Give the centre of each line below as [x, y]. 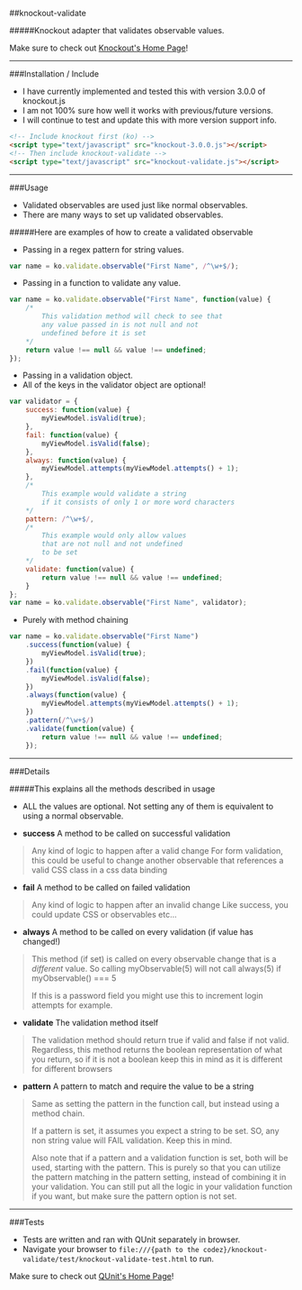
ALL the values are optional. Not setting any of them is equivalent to [148, 806]
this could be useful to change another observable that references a [157, 860]
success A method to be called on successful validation [126, 833]
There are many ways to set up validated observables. [123, 215]
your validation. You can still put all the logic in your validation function [162, 1186]
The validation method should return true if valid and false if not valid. [160, 1039]
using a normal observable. [73, 816]
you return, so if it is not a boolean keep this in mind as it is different [157, 1059]
